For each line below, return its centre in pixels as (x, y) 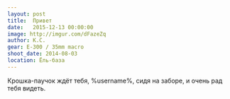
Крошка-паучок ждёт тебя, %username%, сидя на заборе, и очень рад (115, 80)
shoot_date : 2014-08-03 (43, 54)
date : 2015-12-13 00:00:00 (50, 27)
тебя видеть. (27, 88)
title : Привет (30, 21)
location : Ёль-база (36, 61)
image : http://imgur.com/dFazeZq (57, 34)
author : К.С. (27, 41)
